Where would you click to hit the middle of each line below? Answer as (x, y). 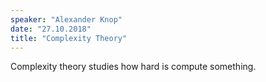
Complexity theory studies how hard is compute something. (133, 67)
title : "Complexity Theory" (69, 38)
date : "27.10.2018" (51, 29)
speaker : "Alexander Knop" (66, 19)
